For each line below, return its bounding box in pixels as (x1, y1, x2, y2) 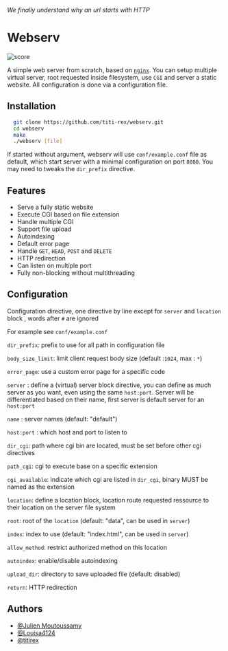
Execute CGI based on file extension (16, 210, 120, 219)
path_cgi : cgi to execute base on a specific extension (7, 462, 157, 470)
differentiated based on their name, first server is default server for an (7, 395, 205, 404)
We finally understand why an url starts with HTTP (7, 6, 151, 14)
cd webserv (13, 125, 45, 132)
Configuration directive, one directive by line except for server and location (7, 307, 221, 315)
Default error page (16, 240, 70, 248)
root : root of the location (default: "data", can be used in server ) (7, 516, 190, 525)
